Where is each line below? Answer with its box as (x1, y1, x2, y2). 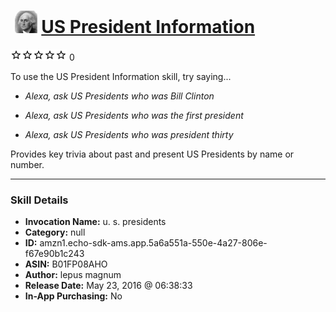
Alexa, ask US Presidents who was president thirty (24, 128, 234, 140)
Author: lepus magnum (24, 269, 122, 281)
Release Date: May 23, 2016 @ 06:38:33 (24, 280, 193, 292)
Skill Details (10, 193, 69, 207)
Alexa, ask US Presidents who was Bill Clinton (24, 90, 215, 102)
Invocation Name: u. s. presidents (24, 216, 167, 228)
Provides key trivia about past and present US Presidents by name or (10, 148, 295, 160)
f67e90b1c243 (24, 248, 85, 260)
